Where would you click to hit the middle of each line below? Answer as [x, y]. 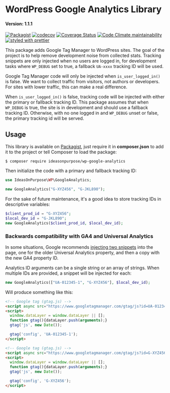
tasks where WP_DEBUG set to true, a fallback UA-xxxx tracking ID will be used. [84, 67]
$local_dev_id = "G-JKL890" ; [36, 218]
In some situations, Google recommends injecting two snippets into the [79, 247]
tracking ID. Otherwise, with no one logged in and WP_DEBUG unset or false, [82, 113]
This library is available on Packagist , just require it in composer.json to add [84, 147]
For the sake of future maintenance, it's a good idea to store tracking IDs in [83, 199]
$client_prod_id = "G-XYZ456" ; [38, 214]
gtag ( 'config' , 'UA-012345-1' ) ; [44, 334]
